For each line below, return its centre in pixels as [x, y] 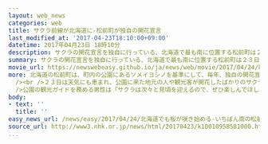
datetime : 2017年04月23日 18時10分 [65, 45]
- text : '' [26, 104]
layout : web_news [37, 16]
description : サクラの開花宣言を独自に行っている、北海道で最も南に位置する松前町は [132, 53]
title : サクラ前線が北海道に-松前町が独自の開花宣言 [85, 30]
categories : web [35, 23]
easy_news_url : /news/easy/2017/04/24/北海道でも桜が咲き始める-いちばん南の [130, 119]
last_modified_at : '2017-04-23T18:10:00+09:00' [89, 38]
